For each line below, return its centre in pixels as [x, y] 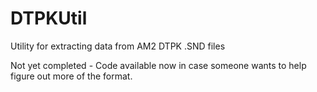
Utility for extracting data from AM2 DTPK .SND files [118, 46]
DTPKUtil [49, 18]
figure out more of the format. [71, 76]
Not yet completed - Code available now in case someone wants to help [158, 65]
